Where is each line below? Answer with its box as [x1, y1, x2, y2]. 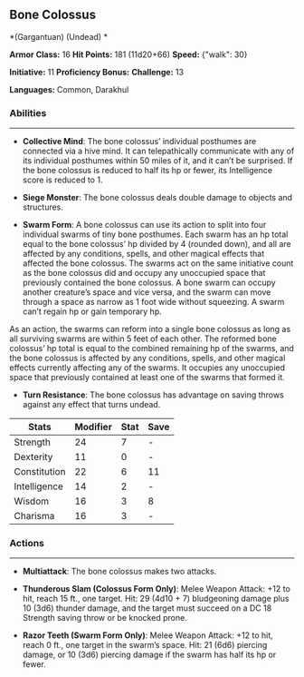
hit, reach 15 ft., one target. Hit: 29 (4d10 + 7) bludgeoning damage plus [22, 594, 290, 604]
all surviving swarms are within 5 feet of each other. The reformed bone [9, 333, 278, 344]
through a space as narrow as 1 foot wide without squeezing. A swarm [22, 297, 285, 308]
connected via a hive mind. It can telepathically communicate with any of [22, 145, 295, 157]
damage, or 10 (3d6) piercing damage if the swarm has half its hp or [22, 649, 277, 661]
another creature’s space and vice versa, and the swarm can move [22, 287, 271, 298]
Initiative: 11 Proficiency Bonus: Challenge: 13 [9, 66, 184, 77]
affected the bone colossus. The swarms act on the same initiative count [22, 258, 294, 269]
